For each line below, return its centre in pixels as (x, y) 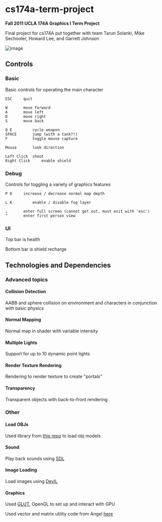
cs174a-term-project (50, 9)
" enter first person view (40, 216)
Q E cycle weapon (32, 130)
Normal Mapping (23, 320)
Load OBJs (17, 424)
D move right (26, 116)
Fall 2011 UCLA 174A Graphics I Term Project (52, 23)
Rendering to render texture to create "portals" (54, 376)
